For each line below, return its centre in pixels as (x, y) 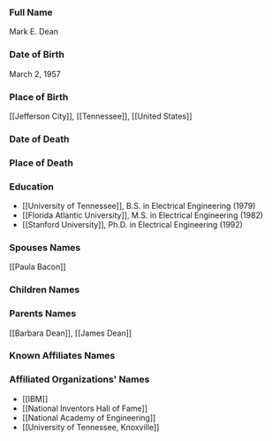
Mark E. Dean (34, 32)
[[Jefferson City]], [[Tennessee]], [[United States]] (101, 116)
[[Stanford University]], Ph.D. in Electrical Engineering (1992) (132, 225)
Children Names (45, 290)
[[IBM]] (35, 398)
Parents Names (43, 313)
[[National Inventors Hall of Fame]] (85, 408)
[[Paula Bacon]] (38, 267)
